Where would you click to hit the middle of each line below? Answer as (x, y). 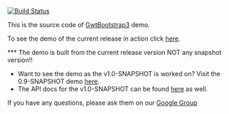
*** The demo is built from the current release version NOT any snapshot (114, 52)
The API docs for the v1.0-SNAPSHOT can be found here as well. (113, 89)
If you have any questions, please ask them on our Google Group (102, 103)
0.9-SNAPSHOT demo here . (59, 81)
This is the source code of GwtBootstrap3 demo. (79, 25)
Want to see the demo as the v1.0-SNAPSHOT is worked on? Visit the (119, 74)
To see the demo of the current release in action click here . (94, 38)
